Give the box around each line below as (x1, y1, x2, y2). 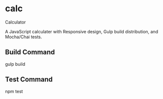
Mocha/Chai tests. (5, 34, 42, 40)
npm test (5, 88, 23, 94)
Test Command (5, 75, 53, 84)
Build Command (5, 48, 55, 56)
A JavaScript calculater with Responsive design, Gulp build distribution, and (5, 28, 159, 34)
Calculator (5, 19, 26, 25)
